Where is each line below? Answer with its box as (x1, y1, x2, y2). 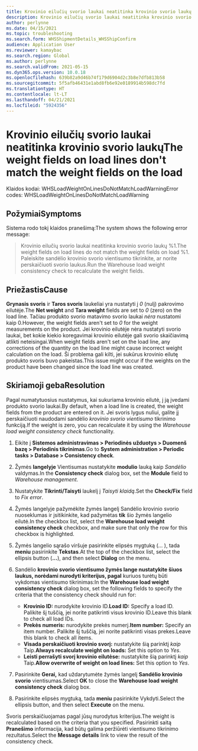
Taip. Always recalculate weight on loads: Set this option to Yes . (23, 647, 181, 654)
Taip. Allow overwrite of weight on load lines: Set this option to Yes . (23, 659, 190, 666)
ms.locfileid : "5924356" (6, 102, 67, 108)
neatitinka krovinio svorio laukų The (6, 140, 183, 154)
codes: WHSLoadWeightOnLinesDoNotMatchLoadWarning (6, 191, 149, 199)
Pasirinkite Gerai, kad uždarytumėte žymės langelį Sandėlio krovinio (14, 670, 183, 678)
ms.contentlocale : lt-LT (6, 91, 67, 97)
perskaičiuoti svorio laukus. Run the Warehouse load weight (20, 261, 165, 269)
